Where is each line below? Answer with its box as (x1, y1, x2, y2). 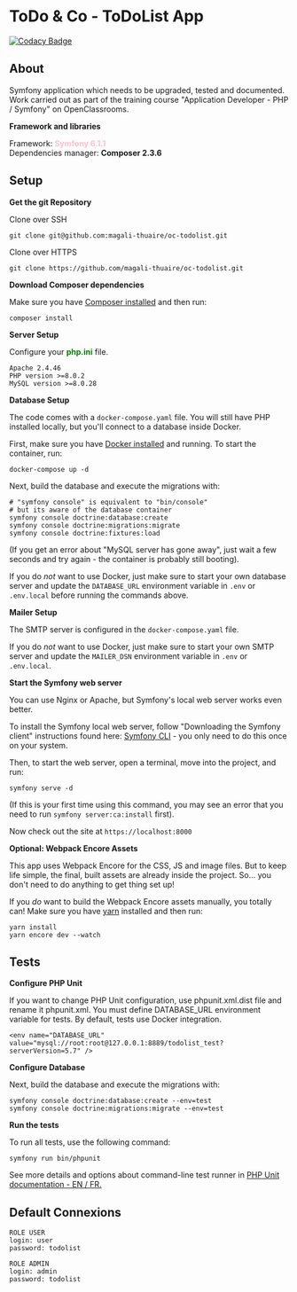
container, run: (9, 448, 63, 458)
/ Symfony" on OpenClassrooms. (9, 104, 129, 114)
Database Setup (9, 395, 70, 405)
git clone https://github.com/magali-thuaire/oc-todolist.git (9, 263, 244, 272)
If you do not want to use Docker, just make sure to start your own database (9, 570, 286, 582)
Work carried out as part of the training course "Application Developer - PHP (9, 94, 289, 105)
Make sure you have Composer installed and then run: (9, 296, 207, 307)
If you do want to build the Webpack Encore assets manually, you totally (9, 896, 272, 906)
